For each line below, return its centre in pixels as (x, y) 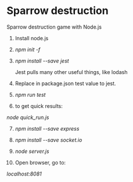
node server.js (32, 151)
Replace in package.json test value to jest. (65, 83)
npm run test (30, 94)
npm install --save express (47, 128)
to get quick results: (39, 106)
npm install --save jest (42, 61)
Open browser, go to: (40, 162)
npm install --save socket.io (48, 140)
